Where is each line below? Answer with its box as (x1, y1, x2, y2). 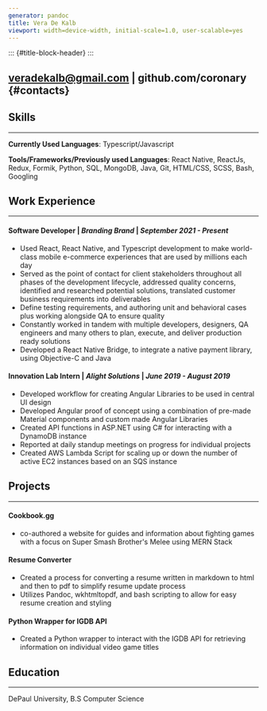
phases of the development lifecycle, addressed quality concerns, (19, 277, 237, 287)
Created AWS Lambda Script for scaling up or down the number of (19, 448, 238, 458)
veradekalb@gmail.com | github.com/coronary (8, 71, 247, 84)
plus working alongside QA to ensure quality (19, 311, 165, 320)
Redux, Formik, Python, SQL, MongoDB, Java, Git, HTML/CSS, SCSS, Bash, (8, 163, 254, 172)
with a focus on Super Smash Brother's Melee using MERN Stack (19, 537, 233, 547)
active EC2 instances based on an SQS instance (19, 456, 177, 466)
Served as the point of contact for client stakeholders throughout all (19, 269, 242, 278)
